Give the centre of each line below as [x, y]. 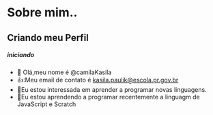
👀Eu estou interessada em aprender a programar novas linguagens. [112, 89]
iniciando [21, 55]
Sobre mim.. [42, 13]
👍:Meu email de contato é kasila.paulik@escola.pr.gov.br [98, 80]
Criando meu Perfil [48, 38]
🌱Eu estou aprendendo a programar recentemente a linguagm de [108, 97]
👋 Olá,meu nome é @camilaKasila [64, 72]
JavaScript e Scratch [46, 104]
